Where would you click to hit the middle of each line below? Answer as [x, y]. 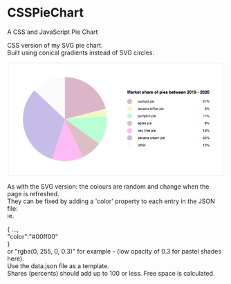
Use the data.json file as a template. [58, 266]
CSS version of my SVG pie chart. [55, 45]
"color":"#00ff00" [33, 236]
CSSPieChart [46, 13]
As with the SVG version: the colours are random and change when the [108, 186]
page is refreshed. [33, 193]
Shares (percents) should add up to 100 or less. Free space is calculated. [111, 273]
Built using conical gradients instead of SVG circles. [81, 53]
